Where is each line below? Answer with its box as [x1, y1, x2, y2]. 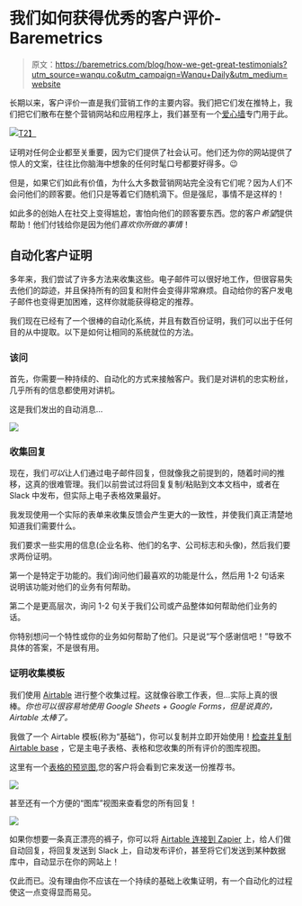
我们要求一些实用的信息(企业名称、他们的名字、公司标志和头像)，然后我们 [9, 540, 283, 551]
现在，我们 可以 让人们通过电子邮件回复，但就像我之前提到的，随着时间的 [9, 468, 277, 479]
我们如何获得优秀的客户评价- [9, 8, 222, 29]
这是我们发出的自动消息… [9, 404, 103, 415]
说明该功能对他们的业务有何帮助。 [9, 581, 136, 592]
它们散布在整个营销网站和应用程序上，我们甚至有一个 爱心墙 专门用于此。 [24, 108, 293, 119]
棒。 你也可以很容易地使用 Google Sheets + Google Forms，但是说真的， [9, 700, 277, 711]
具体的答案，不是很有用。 [9, 642, 104, 654]
